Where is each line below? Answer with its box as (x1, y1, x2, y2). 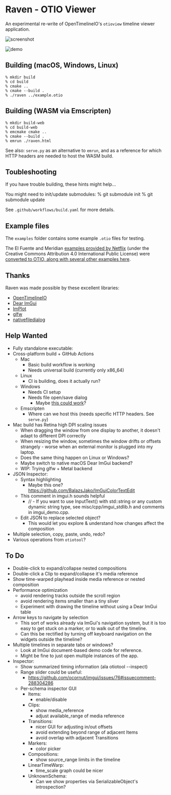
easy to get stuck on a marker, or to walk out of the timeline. (20, 625, 147, 631)
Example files (5, 221, 50, 230)
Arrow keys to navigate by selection (12, 614, 89, 621)
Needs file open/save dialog (28, 394, 88, 400)
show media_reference (35, 707, 84, 713)
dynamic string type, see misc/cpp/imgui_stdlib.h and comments (28, 503, 165, 510)
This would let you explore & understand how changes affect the (28, 520, 164, 526)
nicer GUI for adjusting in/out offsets (35, 723, 113, 730)
